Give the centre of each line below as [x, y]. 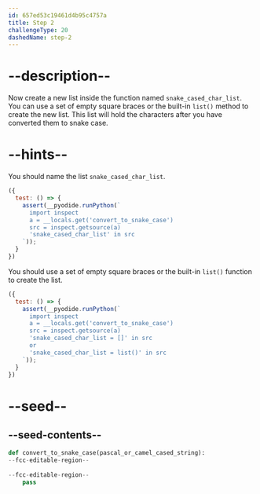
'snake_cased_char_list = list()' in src [98, 353]
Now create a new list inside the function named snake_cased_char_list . [125, 98]
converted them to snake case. [58, 123]
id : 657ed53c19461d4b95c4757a [58, 15]
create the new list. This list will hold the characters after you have [115, 115]
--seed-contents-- [55, 435]
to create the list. [35, 280]
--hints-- [38, 155]
